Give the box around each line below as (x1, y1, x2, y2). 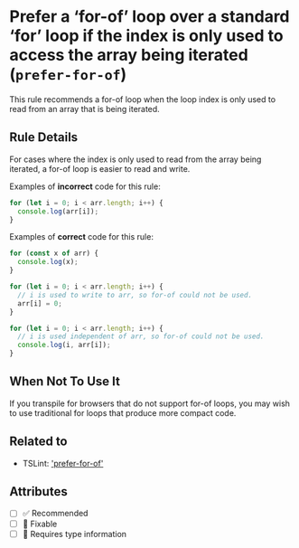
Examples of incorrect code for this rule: (9, 181, 161, 192)
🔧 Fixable (22, 518, 58, 529)
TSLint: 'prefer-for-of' (22, 458, 104, 468)
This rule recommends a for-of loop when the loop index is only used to (9, 93, 276, 105)
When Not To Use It (9, 373, 120, 390)
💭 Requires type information (22, 528, 127, 539)
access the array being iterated (9, 45, 248, 65)
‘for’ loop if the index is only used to (9, 25, 284, 46)
